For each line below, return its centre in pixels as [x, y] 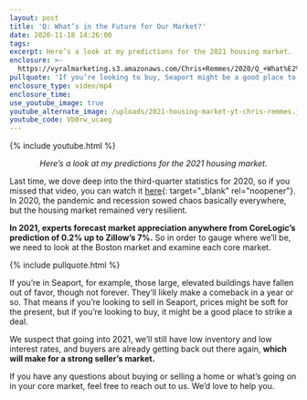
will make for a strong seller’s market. [82, 359]
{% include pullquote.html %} [65, 265]
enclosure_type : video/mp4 [61, 86]
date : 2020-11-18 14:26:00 [61, 35]
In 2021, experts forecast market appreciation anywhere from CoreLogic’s [153, 228]
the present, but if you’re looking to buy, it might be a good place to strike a [151, 312]
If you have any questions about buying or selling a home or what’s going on [153, 376]
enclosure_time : [40, 94]
